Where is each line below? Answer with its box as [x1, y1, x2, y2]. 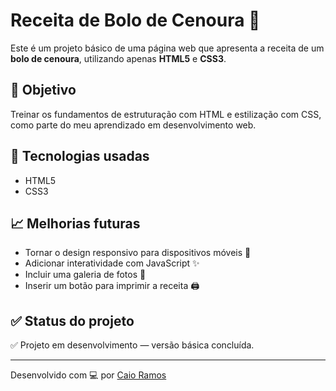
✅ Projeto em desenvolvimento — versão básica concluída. [10, 339, 255, 351]
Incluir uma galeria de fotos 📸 [24, 269, 147, 281]
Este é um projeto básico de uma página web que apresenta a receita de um [10, 42, 325, 54]
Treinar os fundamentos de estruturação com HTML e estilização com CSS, [10, 108, 322, 120]
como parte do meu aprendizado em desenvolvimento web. [10, 119, 257, 131]
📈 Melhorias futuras [10, 215, 141, 232]
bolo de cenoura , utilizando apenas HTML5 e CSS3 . [10, 52, 227, 64]
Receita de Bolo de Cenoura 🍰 [10, 9, 261, 32]
